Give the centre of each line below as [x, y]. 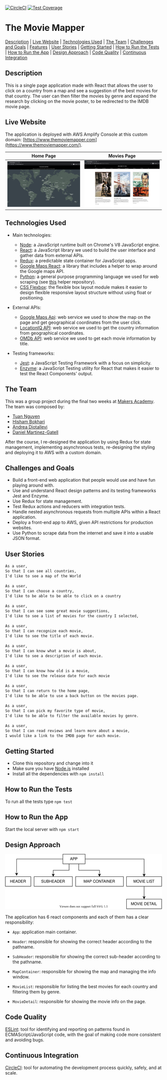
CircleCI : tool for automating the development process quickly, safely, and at [83, 1068]
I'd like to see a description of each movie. [54, 656]
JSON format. [26, 539]
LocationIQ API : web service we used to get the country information [89, 327]
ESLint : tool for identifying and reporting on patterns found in [68, 1029]
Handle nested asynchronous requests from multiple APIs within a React [86, 512]
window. [21, 977]
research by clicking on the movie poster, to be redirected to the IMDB [77, 101]
